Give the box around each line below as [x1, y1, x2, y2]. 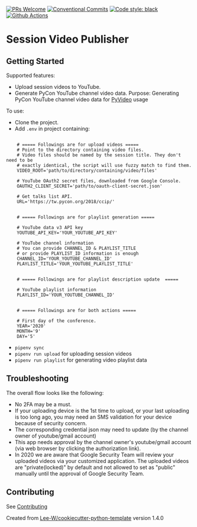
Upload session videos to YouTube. [14, 83, 101, 90]
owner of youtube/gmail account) [14, 432, 96, 439]
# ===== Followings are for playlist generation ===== [17, 214, 155, 220]
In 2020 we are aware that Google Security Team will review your [14, 451, 175, 458]
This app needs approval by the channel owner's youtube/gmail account [14, 438, 192, 445]
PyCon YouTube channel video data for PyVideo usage [14, 96, 148, 103]
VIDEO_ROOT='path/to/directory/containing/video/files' [17, 168, 158, 173]
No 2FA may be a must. [14, 400, 72, 408]
